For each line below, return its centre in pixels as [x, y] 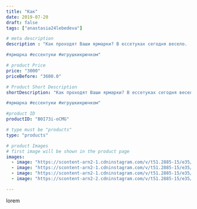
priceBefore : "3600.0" [34, 76]
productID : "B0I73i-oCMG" [38, 119]
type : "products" [27, 135]
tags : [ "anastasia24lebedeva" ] [44, 28]
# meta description [30, 39]
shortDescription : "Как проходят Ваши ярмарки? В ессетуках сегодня [91, 92]
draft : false [22, 22]
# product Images [27, 146]
